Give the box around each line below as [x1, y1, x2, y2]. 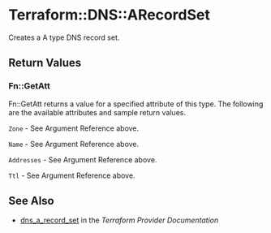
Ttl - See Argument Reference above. [8, 170, 135, 180]
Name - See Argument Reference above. [8, 139, 140, 149]
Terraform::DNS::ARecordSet [8, 6, 211, 24]
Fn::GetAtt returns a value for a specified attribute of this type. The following [8, 99, 264, 109]
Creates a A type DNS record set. [8, 32, 120, 42]
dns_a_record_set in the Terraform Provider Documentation [19, 215, 219, 225]
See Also [8, 194, 54, 208]
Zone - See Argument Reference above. [8, 123, 140, 133]
